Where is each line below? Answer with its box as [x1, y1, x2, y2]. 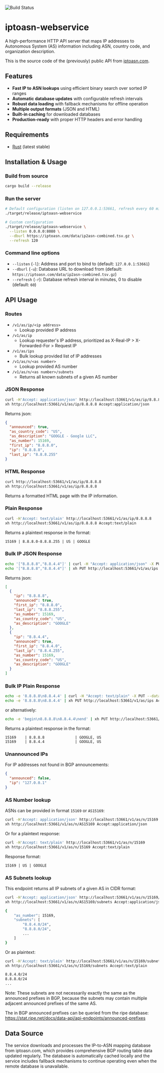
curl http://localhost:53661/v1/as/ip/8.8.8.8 [5, 479, 102, 484]
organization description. [5, 48, 55, 54]
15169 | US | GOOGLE [5, 863, 47, 868]
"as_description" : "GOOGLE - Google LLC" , [9, 434, 97, 439]
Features [5, 72, 33, 80]
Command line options [5, 250, 60, 256]
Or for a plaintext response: [5, 830, 60, 836]
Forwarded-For [19, 342, 50, 348]
